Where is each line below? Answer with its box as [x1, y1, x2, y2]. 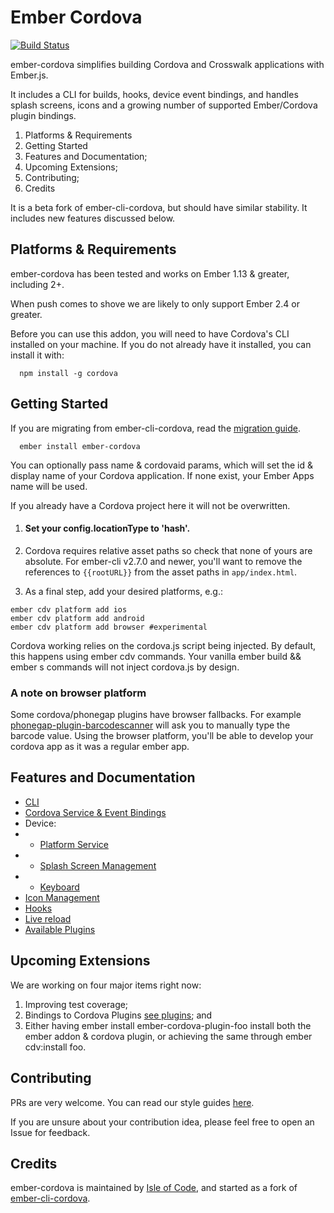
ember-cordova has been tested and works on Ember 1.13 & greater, [10, 267, 290, 280]
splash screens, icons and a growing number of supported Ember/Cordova [10, 99, 318, 111]
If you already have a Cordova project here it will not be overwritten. [10, 499, 291, 511]
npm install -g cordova [19, 368, 118, 378]
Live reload [24, 912, 72, 925]
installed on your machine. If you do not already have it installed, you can [10, 338, 312, 350]
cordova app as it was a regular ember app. [10, 741, 190, 753]
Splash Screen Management [39, 859, 157, 871]
